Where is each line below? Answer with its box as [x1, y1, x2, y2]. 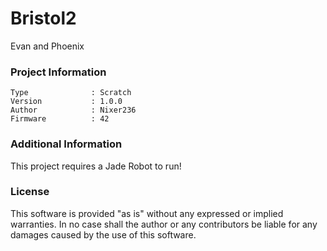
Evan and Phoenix [10, 40, 85, 52]
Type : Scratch [10, 88, 132, 98]
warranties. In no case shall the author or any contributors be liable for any [10, 218, 318, 230]
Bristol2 [10, 7, 77, 30]
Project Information [10, 65, 107, 79]
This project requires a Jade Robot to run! [10, 160, 182, 172]
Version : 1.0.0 [10, 97, 123, 107]
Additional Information [10, 137, 123, 151]
